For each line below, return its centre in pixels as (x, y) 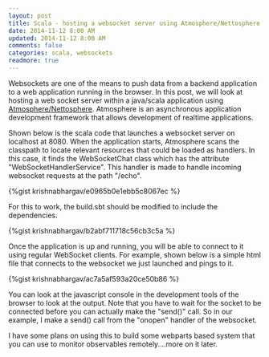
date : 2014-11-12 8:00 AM (51, 30)
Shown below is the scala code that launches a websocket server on (122, 132)
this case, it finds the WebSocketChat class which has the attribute (119, 158)
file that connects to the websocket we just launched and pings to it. (121, 263)
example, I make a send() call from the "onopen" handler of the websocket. (132, 320)
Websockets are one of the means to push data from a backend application (133, 83)
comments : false (35, 46)
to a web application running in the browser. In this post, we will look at (126, 91)
